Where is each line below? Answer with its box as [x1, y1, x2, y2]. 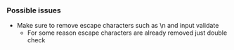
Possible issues [6, 6, 61, 15]
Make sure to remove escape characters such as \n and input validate [16, 22, 219, 30]
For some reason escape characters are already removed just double [27, 28, 228, 37]
